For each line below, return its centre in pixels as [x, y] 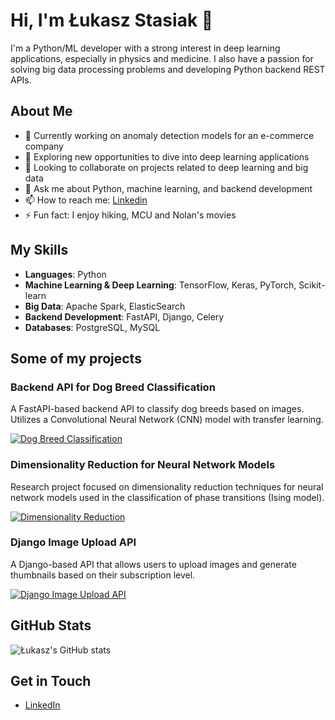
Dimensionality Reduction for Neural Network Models [143, 465]
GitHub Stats [51, 625]
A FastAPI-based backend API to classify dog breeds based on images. [157, 409]
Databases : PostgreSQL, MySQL [92, 327]
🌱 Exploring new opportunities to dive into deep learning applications [167, 156]
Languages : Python [65, 274]
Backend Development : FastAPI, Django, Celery [124, 316]
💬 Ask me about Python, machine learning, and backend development [168, 188]
